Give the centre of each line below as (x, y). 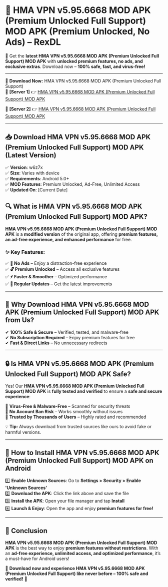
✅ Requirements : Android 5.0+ (37, 178)
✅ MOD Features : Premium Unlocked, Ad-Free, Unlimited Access (72, 184)
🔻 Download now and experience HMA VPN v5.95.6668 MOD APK (75, 569)
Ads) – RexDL (33, 42)
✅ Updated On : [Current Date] (36, 190)
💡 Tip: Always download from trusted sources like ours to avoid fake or (78, 427)
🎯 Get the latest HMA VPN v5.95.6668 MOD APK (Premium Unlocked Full (82, 56)
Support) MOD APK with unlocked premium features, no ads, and (74, 61)
